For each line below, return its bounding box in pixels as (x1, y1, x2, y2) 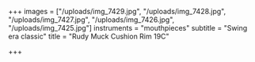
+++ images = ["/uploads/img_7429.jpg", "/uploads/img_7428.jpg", (8, 7, 226, 16)
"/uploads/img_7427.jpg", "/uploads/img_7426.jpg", (8, 15, 175, 24)
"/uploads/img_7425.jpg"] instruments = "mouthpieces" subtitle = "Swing (8, 24, 248, 32)
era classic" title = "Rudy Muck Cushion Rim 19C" (8, 31, 169, 41)
